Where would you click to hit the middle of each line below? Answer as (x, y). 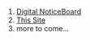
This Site (31, 20)
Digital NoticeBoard (49, 12)
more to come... (43, 28)
